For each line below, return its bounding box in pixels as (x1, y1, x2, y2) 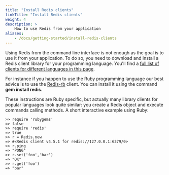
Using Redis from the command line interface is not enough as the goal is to (5, 49, 164, 56)
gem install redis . (5, 86, 43, 92)
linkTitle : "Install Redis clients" (5, 12, 83, 17)
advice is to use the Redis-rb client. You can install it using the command (5, 81, 157, 87)
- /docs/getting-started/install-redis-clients (14, 36, 117, 41)
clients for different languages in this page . (5, 65, 95, 72)
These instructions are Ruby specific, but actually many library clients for (5, 96, 158, 102)
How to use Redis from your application (14, 26, 101, 31)
